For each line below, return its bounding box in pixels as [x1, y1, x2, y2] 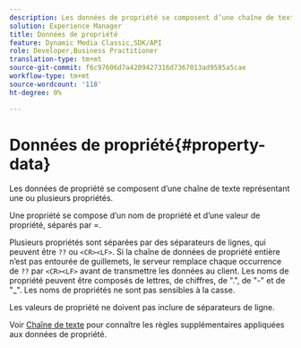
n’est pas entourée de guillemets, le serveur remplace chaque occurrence [9, 257, 282, 267]
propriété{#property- [103, 135, 266, 155]
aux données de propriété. [9, 329, 107, 340]
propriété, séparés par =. [9, 220, 101, 231]
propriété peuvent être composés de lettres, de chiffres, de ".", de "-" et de [9, 275, 286, 286]
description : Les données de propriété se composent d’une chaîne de [9, 13, 275, 22]
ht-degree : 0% [9, 88, 63, 97]
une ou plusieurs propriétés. [9, 193, 114, 204]
